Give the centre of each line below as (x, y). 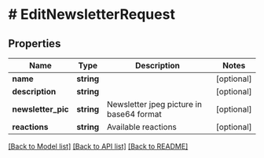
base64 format (134, 114)
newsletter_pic (40, 109)
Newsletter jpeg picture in (154, 104)
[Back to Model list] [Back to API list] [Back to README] (98, 146)
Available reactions (141, 127)
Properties (35, 44)
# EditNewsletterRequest (92, 15)
